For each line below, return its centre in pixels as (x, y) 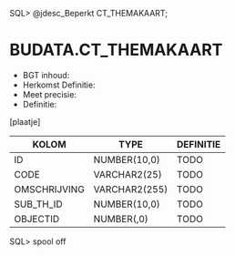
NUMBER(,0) (121, 219)
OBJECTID (37, 219)
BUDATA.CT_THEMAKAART (116, 50)
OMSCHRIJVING (49, 189)
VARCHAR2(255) (131, 189)
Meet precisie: (50, 94)
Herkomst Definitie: (59, 85)
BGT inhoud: (46, 75)
